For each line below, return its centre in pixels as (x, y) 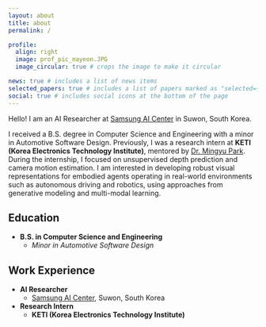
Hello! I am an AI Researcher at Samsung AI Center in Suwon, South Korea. (130, 118)
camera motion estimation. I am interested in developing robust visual (122, 167)
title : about (30, 23)
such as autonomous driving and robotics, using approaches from (116, 184)
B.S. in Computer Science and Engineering (91, 237)
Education (34, 218)
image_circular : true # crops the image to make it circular (118, 67)
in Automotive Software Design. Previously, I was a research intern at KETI (130, 142)
